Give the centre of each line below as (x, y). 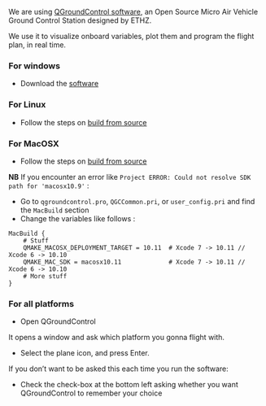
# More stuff (45, 276)
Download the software (59, 84)
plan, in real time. (37, 45)
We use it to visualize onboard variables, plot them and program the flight (131, 36)
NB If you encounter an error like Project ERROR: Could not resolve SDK (130, 177)
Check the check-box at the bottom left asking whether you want (129, 385)
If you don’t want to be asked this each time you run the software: (119, 369)
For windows (35, 66)
